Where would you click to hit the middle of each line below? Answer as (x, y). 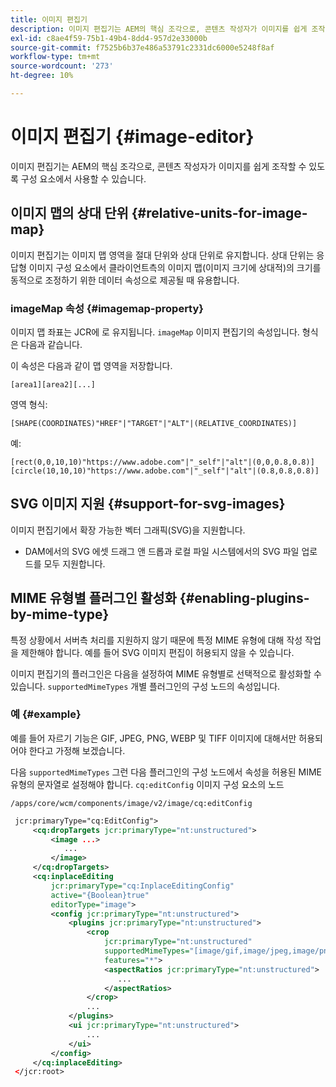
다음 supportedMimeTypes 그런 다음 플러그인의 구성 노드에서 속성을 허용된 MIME (166, 772)
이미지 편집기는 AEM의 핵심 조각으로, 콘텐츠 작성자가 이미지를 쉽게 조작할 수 (158, 166)
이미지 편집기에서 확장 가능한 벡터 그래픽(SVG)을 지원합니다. (128, 530)
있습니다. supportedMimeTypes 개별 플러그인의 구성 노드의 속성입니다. (145, 686)
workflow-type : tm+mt (55, 57)
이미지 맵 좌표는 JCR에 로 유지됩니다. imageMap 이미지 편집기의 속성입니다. (155, 332)
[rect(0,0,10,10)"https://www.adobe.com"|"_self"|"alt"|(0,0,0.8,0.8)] (162, 462)
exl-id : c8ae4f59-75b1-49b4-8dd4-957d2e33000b (109, 38)
